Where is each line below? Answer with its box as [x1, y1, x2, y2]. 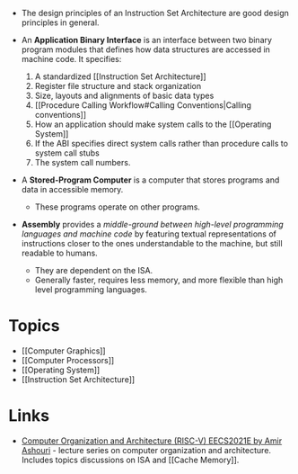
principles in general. [21, 17, 100, 28]
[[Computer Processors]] [21, 354, 115, 365]
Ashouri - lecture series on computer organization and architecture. [21, 444, 271, 455]
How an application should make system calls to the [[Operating [34, 119, 272, 130]
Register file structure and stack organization [34, 81, 202, 91]
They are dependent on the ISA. [34, 265, 153, 275]
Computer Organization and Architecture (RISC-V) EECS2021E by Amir [21, 435, 283, 446]
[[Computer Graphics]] [21, 345, 106, 356]
